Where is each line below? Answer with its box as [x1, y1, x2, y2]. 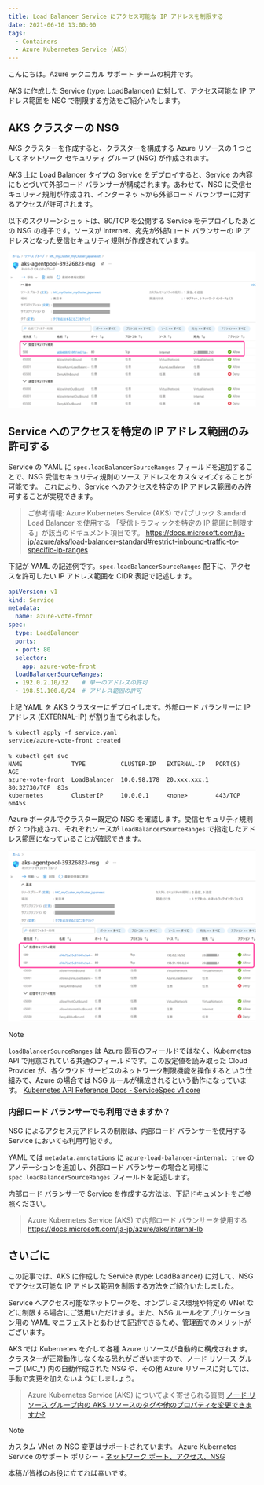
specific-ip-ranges [27, 544, 89, 554]
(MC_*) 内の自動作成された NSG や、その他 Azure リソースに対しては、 [23, 1363, 254, 1373]
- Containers [15, 38, 58, 46]
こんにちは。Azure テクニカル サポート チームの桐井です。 [8, 69, 198, 79]
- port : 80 [15, 645, 51, 654]
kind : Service [8, 596, 55, 604]
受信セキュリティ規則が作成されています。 [56, 236, 192, 245]
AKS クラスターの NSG [8, 121, 119, 134]
